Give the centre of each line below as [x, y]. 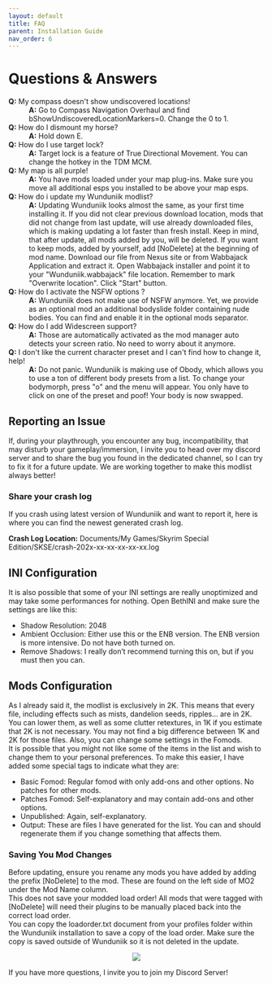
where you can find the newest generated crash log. [96, 523]
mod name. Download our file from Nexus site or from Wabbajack [138, 257]
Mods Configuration [60, 686]
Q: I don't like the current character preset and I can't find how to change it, [135, 352]
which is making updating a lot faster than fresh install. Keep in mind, [144, 231]
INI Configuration [53, 573]
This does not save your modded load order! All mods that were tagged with [136, 898]
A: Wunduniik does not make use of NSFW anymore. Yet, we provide [144, 300]
